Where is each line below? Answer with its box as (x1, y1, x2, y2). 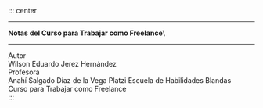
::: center (8, 6, 38, 15)
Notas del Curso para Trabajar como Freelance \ (8, 28, 166, 38)
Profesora (8, 67, 41, 77)
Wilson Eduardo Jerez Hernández (8, 59, 117, 68)
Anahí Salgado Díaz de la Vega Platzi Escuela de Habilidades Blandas (8, 76, 232, 85)
